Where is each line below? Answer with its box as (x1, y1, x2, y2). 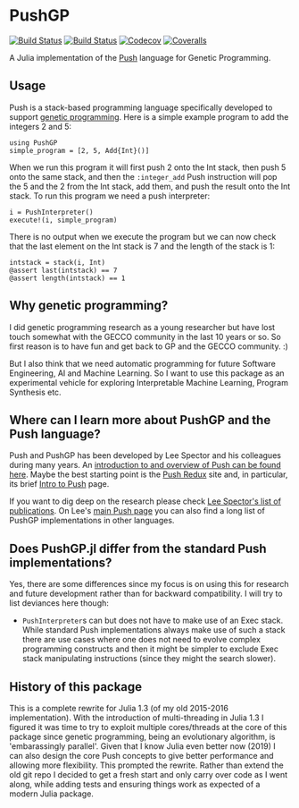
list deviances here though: (9, 598, 110, 608)
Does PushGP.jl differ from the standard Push (9, 540, 267, 556)
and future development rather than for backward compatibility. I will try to (9, 588, 283, 600)
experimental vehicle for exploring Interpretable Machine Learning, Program (9, 377, 288, 387)
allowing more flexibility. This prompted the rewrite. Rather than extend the (9, 760, 284, 770)
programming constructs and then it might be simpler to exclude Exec (21, 643, 279, 654)
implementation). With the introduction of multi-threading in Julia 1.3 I (9, 712, 264, 723)
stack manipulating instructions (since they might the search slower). (21, 653, 277, 664)
